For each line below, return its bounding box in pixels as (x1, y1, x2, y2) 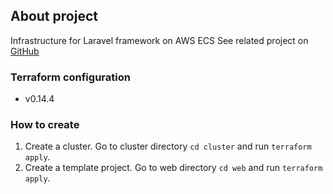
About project (10, 8, 98, 25)
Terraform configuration (10, 70, 131, 84)
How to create (10, 118, 80, 132)
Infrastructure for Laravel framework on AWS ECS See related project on (10, 34, 309, 46)
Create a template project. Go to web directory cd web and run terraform (24, 162, 323, 174)
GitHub (10, 45, 40, 57)
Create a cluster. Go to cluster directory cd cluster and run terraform (24, 140, 312, 153)
